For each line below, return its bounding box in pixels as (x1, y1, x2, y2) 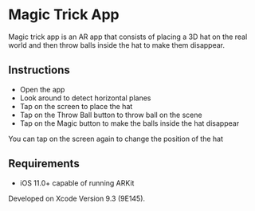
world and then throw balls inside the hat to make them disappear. (8, 40, 226, 49)
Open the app (19, 84, 65, 94)
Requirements (8, 157, 80, 170)
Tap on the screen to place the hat (19, 101, 133, 111)
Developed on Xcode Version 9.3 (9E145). (8, 193, 146, 203)
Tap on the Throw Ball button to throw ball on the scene (19, 110, 202, 119)
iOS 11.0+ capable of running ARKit (19, 178, 135, 188)
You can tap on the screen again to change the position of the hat (8, 134, 224, 143)
